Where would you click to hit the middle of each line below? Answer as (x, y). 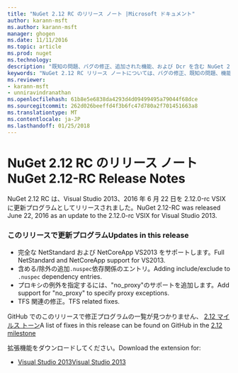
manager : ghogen (31, 34)
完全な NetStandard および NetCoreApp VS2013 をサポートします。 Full (121, 252)
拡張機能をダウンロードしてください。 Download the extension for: (104, 348)
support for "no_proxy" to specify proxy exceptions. (93, 293)
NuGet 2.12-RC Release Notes (96, 178)
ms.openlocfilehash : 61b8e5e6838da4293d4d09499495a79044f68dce (103, 100)
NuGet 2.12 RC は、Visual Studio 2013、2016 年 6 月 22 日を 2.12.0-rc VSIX (117, 199)
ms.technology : (30, 60)
